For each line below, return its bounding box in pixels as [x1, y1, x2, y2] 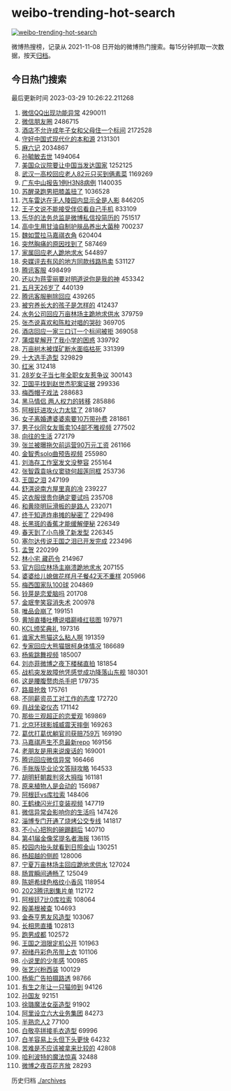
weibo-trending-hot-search [11, 5, 176, 21]
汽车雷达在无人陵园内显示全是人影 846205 [21, 196, 144, 204]
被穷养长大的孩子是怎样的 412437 [21, 301, 119, 309]
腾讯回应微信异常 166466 [21, 755, 95, 764]
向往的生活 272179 [21, 432, 75, 440]
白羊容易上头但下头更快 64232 [21, 1035, 110, 1043]
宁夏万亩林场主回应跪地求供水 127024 [21, 860, 131, 869]
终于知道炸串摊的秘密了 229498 [21, 511, 114, 519]
